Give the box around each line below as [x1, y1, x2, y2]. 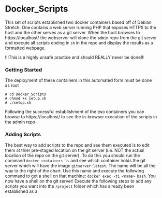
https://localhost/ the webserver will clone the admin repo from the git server [5, 35, 157, 41]
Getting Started [5, 66, 42, 73]
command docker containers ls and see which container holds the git [5, 157, 146, 163]
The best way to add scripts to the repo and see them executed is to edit [5, 142, 150, 148]
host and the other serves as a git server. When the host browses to [5, 29, 140, 35]
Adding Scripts [5, 131, 41, 138]
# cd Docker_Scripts [5, 92, 47, 97]
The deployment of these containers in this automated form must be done [5, 77, 152, 83]
